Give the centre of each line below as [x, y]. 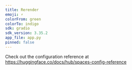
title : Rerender [22, 10]
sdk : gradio [17, 28]
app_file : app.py [23, 38]
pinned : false [20, 42]
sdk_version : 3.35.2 [27, 33]
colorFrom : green [23, 19]
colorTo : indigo [22, 24]
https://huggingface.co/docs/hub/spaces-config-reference [66, 62]
